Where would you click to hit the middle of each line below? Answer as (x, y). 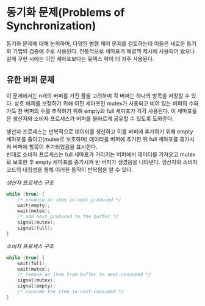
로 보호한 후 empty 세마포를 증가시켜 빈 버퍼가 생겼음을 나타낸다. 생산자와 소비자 (102, 162)
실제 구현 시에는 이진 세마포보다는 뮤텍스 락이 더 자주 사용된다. (80, 59)
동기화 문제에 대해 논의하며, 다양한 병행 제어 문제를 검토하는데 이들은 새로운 (96, 43)
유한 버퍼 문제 (31, 80)
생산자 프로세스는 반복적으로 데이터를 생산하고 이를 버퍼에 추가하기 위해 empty (100, 131)
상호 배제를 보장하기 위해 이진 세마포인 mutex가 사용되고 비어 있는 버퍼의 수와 (106, 103)
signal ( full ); (35, 228)
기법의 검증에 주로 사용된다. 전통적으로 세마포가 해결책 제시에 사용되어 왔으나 (104, 51)
